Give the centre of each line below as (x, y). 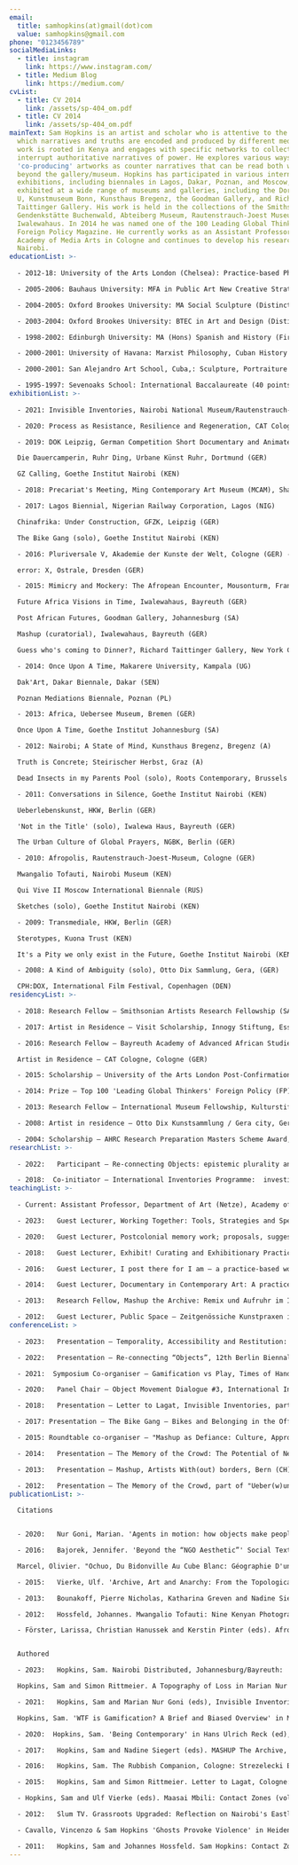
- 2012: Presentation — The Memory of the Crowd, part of (130, 1486)
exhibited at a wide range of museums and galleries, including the (146, 191)
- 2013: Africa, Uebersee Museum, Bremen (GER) (107, 714)
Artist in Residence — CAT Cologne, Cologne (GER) (113, 1059)
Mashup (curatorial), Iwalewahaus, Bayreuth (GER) (113, 634)
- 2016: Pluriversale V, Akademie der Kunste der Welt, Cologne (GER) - (154, 554)
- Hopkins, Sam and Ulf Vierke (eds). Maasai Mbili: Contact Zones (145, 1798)
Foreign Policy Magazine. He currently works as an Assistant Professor (154, 232)
